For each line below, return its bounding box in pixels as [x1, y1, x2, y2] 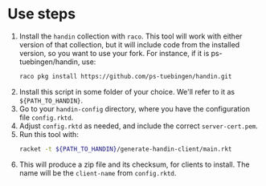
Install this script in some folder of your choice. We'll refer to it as [18, 87, 235, 96]
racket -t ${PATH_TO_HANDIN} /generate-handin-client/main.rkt [18, 145, 232, 153]
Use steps [7, 5, 76, 23]
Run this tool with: [18, 129, 80, 139]
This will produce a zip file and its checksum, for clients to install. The [18, 160, 250, 169]
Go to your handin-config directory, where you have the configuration [18, 103, 251, 113]
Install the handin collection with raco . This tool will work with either [18, 31, 243, 41]
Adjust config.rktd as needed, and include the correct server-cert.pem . [18, 121, 258, 131]
